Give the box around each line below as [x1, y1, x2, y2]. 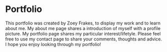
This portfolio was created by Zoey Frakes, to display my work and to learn [5, 20, 160, 26]
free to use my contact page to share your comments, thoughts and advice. [5, 36, 162, 42]
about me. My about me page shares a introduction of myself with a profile [5, 25, 160, 31]
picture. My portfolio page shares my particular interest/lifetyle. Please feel [5, 30, 161, 36]
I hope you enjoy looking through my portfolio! [5, 41, 101, 47]
